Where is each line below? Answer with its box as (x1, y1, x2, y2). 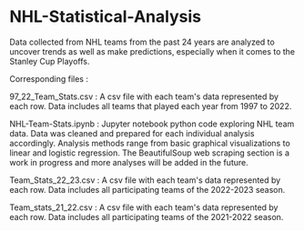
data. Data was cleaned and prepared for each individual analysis (9, 127, 255, 138)
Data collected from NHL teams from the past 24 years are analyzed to (9, 36, 275, 47)
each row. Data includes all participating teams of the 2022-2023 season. (9, 184, 286, 195)
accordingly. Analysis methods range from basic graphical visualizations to (9, 137, 291, 148)
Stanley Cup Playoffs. (9, 55, 90, 66)
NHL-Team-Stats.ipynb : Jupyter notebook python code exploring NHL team (9, 118, 295, 129)
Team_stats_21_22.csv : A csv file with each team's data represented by (9, 202, 279, 213)
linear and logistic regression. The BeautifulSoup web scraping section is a (9, 147, 289, 158)
